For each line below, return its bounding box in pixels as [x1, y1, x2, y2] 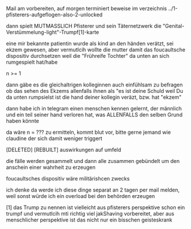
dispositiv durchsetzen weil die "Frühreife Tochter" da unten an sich [6, 53, 169, 59]
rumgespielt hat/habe [6, 58, 58, 65]
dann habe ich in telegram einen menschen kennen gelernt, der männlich [6, 105, 182, 112]
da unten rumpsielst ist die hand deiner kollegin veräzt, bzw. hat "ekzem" [6, 93, 182, 100]
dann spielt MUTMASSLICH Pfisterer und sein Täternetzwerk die [6, 23, 162, 29]
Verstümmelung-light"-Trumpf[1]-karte [6, 29, 99, 36]
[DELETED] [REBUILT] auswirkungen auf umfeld [6, 146, 121, 153]
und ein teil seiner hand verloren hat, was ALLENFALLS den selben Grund [6, 111, 183, 118]
